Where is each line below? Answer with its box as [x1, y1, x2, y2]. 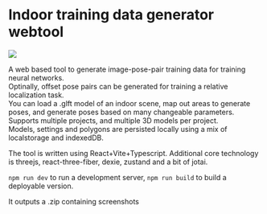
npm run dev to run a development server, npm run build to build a [8, 172, 227, 182]
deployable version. [8, 181, 74, 191]
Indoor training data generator [8, 6, 215, 24]
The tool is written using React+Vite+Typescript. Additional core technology [8, 148, 259, 158]
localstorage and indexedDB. [8, 133, 105, 142]
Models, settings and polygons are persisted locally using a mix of [8, 124, 228, 134]
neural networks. [8, 72, 64, 82]
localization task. [8, 90, 64, 100]
